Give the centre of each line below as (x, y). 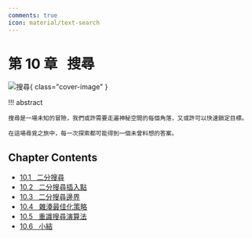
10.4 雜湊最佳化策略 (53, 207)
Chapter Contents (53, 157)
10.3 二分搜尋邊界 (50, 197)
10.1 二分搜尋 (42, 178)
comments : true (33, 15)
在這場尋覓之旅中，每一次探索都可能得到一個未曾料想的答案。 (93, 134)
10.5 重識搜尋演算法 (53, 217)
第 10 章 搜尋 (52, 64)
